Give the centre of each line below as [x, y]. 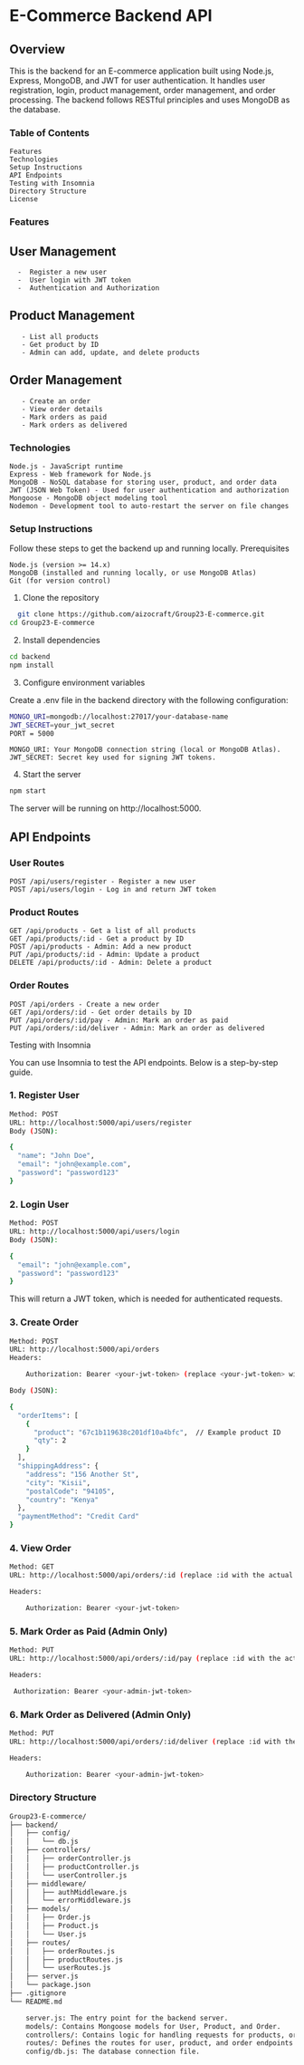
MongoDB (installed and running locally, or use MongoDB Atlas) [133, 573]
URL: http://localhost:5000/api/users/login [95, 1231]
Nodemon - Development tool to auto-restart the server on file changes [149, 506]
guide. [21, 1072]
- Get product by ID [60, 344]
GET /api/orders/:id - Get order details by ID [101, 1012]
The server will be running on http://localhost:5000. [105, 808]
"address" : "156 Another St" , [83, 1474]
